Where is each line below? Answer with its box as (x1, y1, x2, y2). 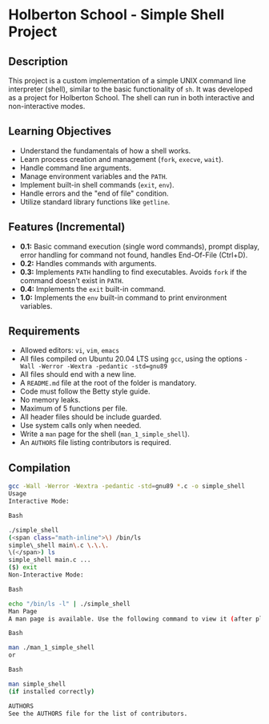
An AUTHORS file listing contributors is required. (19, 438, 172, 447)
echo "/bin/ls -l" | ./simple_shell (8, 600, 130, 608)
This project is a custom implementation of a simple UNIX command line (8, 76, 247, 85)
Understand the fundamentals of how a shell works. (19, 146, 191, 156)
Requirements (8, 325, 80, 338)
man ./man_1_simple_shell (8, 644, 94, 652)
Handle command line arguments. (19, 163, 132, 172)
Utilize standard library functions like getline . (19, 196, 171, 206)
